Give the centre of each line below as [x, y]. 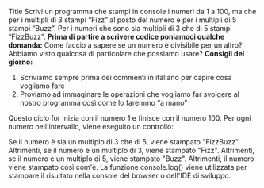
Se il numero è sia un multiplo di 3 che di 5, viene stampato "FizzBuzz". [124, 142]
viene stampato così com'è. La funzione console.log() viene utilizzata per [128, 167]
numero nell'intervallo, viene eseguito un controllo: [91, 127]
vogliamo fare [42, 86]
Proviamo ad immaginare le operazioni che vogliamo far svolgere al [130, 94]
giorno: [21, 62]
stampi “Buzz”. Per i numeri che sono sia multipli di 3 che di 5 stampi [120, 28]
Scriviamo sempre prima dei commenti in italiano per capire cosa [126, 77]
